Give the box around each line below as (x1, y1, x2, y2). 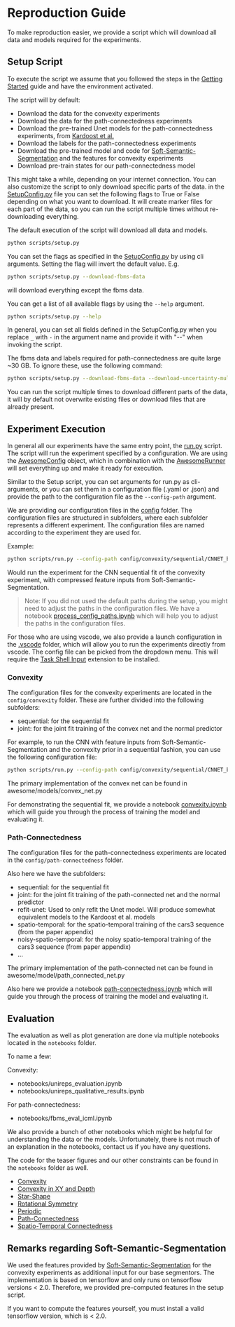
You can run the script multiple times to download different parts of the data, (7, 388, 228, 396)
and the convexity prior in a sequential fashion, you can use (48, 746, 221, 754)
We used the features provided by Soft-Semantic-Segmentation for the (7, 1261, 212, 1269)
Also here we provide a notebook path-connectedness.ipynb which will (7, 985, 213, 993)
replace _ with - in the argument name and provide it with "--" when (7, 333, 203, 342)
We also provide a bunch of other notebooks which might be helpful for (7, 1128, 213, 1136)
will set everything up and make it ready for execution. (7, 464, 164, 473)
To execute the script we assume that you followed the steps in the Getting (7, 74, 223, 83)
